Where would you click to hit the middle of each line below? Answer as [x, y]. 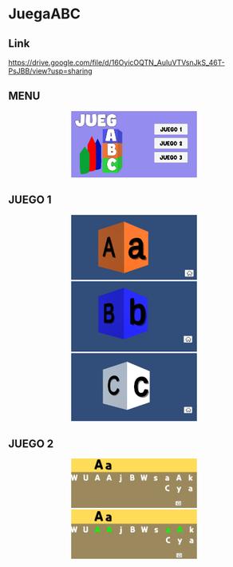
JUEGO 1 [30, 200]
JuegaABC [45, 14]
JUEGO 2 [31, 444]
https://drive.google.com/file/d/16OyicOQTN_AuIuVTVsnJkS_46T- [116, 62]
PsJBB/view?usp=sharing [51, 71]
